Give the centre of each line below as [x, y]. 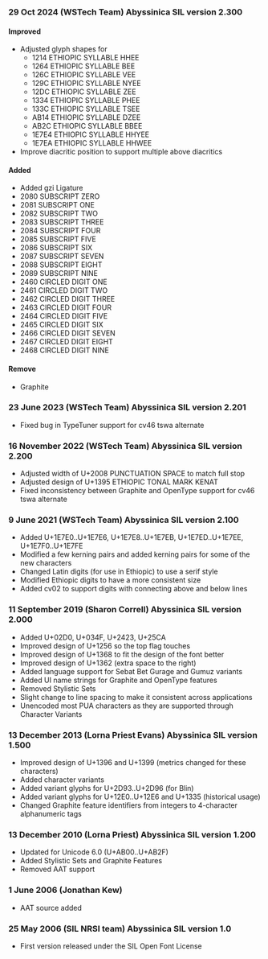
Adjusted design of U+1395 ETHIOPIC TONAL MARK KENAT [119, 482]
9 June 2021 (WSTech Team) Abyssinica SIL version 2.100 [124, 520]
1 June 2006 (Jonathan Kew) [65, 890]
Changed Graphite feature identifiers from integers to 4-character [129, 805]
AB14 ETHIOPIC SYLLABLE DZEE [86, 117]
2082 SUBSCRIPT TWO [59, 214]
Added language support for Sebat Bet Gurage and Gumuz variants [131, 671]
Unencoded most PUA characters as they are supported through [127, 706]
